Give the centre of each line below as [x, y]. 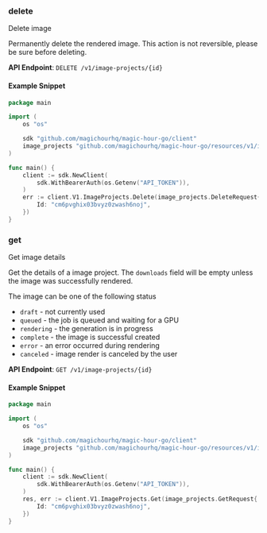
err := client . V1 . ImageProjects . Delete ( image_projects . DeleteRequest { [142, 197]
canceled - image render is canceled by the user [99, 354]
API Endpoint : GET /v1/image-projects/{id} [80, 369]
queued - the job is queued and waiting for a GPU [99, 320]
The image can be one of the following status [82, 296]
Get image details [37, 257]
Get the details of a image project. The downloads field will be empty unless [131, 272]
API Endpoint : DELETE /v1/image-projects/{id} [85, 68]
